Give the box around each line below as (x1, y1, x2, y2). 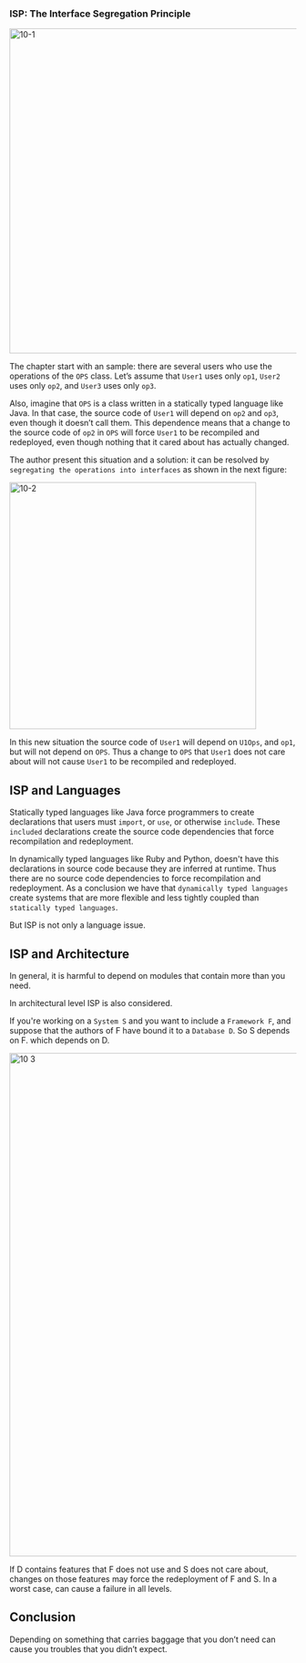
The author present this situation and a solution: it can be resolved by (9, 454, 270, 465)
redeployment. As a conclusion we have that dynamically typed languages (9, 883, 289, 894)
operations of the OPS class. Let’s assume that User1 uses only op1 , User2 (9, 370, 280, 381)
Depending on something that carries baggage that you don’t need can (9, 1634, 276, 1645)
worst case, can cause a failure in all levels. (9, 1583, 173, 1594)
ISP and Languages (9, 783, 121, 798)
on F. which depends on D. (9, 1034, 110, 1045)
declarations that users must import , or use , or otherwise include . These (9, 816, 280, 827)
